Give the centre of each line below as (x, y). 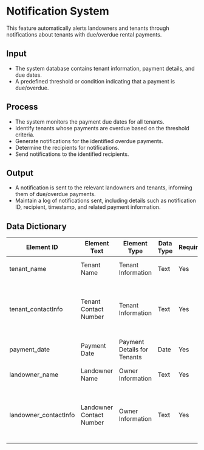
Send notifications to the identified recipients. (72, 154)
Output (20, 173)
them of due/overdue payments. (55, 194)
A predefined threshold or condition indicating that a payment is (95, 81)
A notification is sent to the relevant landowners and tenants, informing (104, 188)
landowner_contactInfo (42, 415)
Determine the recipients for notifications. (67, 147)
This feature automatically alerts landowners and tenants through (88, 28)
